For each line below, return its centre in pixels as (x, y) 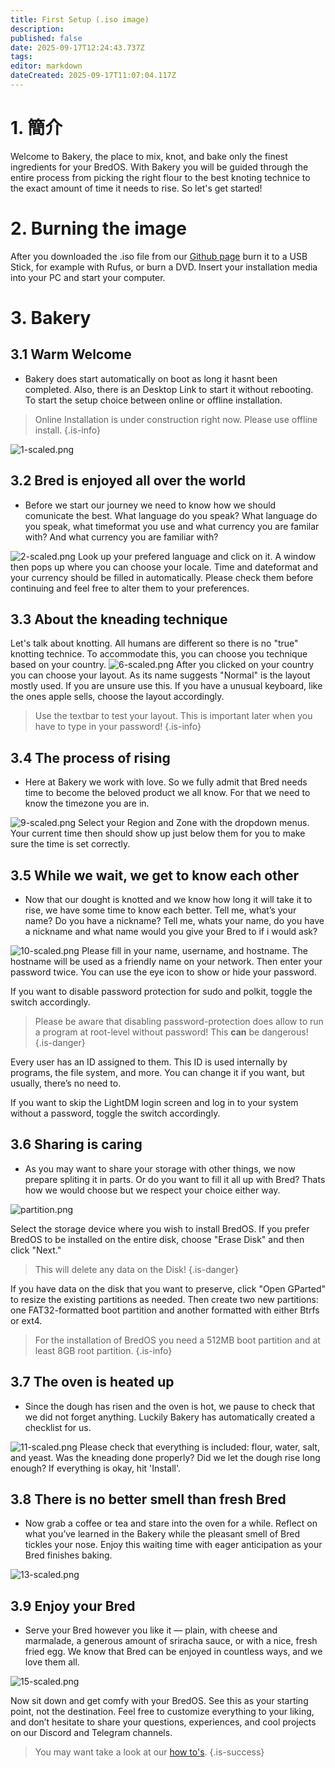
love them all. (52, 1662)
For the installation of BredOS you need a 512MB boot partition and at (177, 1340)
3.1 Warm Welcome (71, 354)
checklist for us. (58, 1427)
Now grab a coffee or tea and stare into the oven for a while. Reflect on (171, 1523)
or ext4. (26, 1320)
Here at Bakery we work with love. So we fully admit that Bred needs (166, 782)
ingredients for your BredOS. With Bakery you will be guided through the (159, 167)
